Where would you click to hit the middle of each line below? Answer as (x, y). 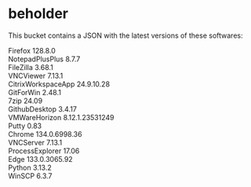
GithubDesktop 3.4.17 (42, 109)
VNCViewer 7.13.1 (36, 75)
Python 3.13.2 (30, 167)
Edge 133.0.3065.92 (40, 159)
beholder (38, 14)
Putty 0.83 (25, 126)
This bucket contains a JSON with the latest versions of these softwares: (125, 35)
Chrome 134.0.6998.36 (45, 134)
